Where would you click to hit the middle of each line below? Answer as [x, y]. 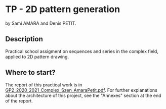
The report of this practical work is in [44, 85]
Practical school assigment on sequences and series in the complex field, [82, 51]
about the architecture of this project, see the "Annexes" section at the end [83, 95]
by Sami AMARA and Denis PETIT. [41, 23]
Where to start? [30, 72]
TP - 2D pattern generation [63, 9]
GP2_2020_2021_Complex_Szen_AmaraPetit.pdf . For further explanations [81, 90]
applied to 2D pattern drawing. [37, 57]
